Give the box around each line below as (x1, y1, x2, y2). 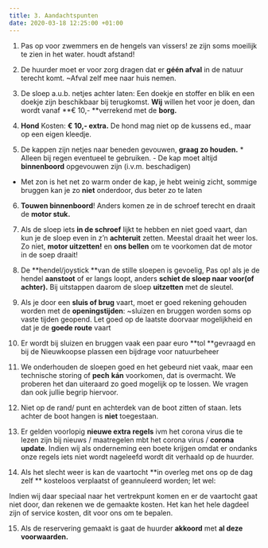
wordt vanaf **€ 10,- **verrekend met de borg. (20, 105, 177, 115)
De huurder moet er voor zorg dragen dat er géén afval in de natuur (20, 64, 243, 74)
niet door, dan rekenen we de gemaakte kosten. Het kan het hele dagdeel (9, 500, 250, 509)
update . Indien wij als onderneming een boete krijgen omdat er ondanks (20, 443, 258, 453)
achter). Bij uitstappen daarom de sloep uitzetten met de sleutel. (20, 282, 234, 291)
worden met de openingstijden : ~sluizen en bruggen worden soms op (20, 306, 251, 315)
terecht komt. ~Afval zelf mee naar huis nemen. (20, 73, 177, 83)
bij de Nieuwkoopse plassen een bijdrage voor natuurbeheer (20, 346, 219, 356)
